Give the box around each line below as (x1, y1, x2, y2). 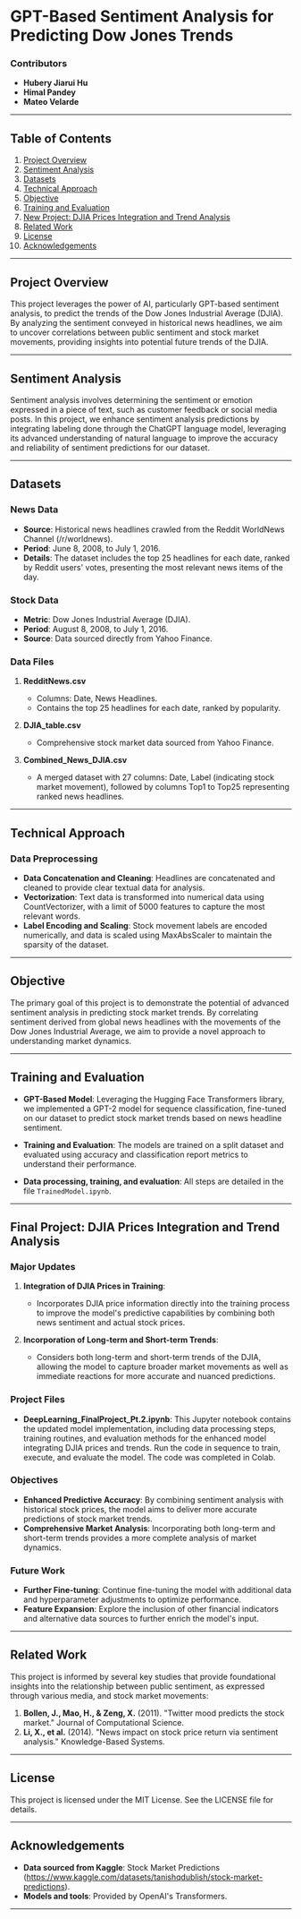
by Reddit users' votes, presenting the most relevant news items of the (22, 561, 284, 572)
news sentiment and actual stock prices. (36, 1317, 186, 1328)
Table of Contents (10, 131, 113, 146)
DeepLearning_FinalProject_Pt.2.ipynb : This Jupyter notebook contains (22, 1413, 291, 1425)
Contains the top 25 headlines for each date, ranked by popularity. (36, 703, 280, 714)
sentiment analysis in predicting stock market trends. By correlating (10, 1007, 259, 1017)
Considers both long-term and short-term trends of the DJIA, (36, 1352, 262, 1363)
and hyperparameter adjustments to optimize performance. (22, 1594, 242, 1605)
